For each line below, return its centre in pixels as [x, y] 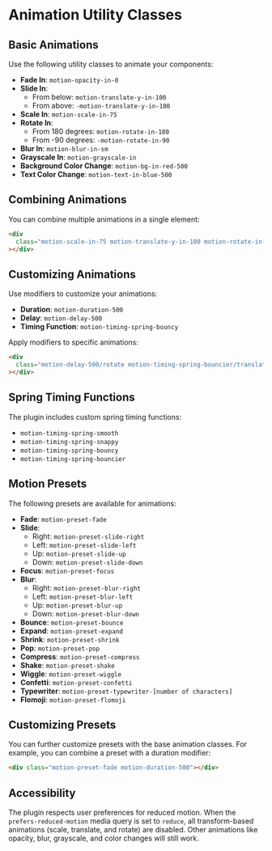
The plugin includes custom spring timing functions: [95, 417]
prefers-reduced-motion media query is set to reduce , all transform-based [131, 821]
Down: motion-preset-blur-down [86, 613]
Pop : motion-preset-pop [59, 648]
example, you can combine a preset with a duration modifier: [110, 753]
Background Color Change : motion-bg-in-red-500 [104, 166]
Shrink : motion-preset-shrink [70, 639]
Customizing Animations [72, 274]
